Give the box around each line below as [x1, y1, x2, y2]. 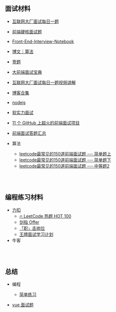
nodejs [12, 99, 26, 105]
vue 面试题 [12, 302, 34, 308]
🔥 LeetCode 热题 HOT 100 [19, 213, 72, 219]
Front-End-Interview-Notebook [12, 38, 74, 44]
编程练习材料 [5, 193, 43, 202]
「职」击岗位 [19, 225, 45, 231]
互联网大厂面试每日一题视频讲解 [12, 79, 76, 85]
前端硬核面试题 [12, 29, 42, 35]
